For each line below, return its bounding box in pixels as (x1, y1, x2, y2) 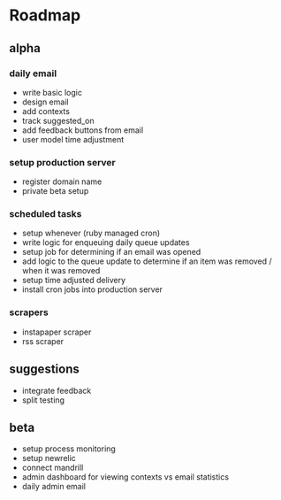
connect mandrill (21, 462, 84, 473)
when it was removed (21, 265, 101, 276)
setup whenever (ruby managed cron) (21, 227, 161, 239)
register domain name (21, 176, 103, 187)
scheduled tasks (9, 208, 82, 220)
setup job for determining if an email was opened (21, 247, 201, 258)
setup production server (9, 156, 117, 168)
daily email (9, 67, 57, 80)
